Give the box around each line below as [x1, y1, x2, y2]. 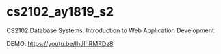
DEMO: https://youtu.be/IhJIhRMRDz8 [6, 39, 114, 47]
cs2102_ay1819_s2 [6, 4, 114, 20]
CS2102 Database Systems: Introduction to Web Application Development [6, 26, 215, 34]
